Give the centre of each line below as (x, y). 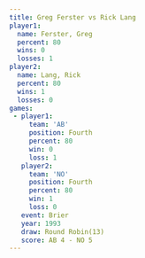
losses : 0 (35, 100)
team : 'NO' (49, 174)
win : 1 (41, 199)
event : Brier (45, 215)
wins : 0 (31, 51)
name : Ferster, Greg (55, 34)
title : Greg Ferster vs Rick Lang (73, 17)
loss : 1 (43, 157)
